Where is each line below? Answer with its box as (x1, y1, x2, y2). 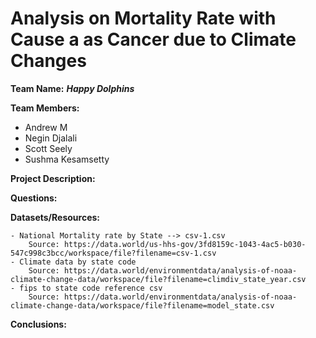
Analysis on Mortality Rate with (10, 7, 277, 30)
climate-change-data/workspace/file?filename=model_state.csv (10, 300, 275, 311)
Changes (10, 50, 87, 72)
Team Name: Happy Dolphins (10, 82, 135, 94)
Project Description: (10, 172, 96, 184)
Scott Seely (24, 142, 73, 154)
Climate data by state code (19, 257, 137, 267)
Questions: (10, 192, 58, 204)
